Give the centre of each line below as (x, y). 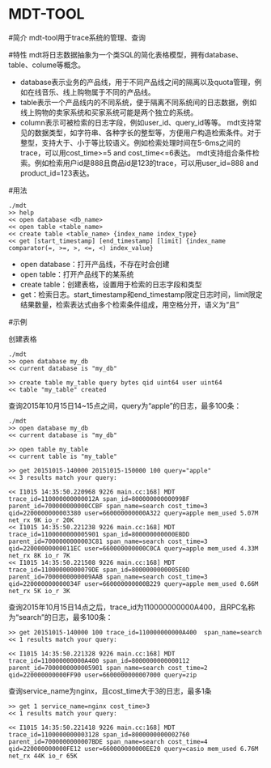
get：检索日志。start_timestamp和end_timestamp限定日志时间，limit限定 (141, 294)
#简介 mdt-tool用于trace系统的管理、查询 (77, 37)
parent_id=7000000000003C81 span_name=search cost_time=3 (108, 541)
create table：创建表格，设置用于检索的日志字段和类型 (111, 284)
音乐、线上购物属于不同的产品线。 (98, 92)
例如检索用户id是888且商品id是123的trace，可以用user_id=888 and (146, 163)
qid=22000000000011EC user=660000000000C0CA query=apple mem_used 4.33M (133, 548)
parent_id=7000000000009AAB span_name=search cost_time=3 (108, 577)
